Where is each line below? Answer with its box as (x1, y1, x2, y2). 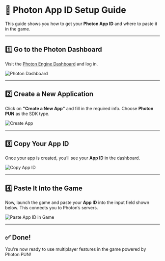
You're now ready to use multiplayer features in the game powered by (5, 246, 146, 252)
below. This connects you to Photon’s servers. (5, 205, 98, 211)
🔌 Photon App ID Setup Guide (5, 4, 126, 16)
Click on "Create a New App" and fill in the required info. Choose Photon (5, 105, 154, 111)
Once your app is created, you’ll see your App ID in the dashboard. (5, 155, 140, 161)
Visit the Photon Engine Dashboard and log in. (5, 61, 98, 67)
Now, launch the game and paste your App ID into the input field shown (5, 200, 150, 205)
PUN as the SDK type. (5, 111, 50, 116)
